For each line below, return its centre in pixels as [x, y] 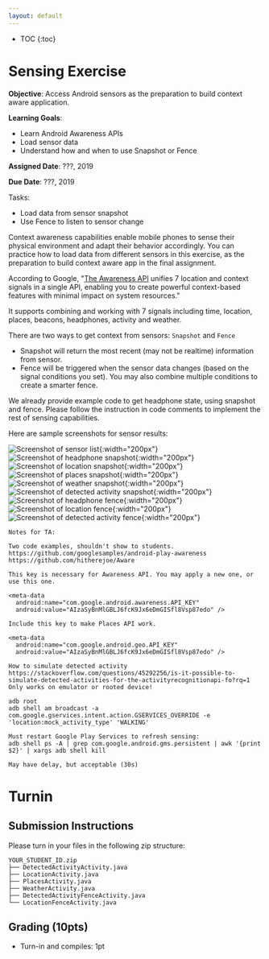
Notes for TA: [32, 532]
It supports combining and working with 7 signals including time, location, [130, 311]
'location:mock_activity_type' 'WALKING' [79, 722]
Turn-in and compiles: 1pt [62, 946]
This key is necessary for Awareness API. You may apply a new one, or [131, 574]
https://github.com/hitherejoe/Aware [72, 560]
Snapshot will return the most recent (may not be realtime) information [137, 350]
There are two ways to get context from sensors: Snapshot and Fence [122, 335]
